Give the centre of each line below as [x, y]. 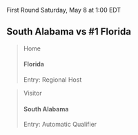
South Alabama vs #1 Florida [69, 31]
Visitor [32, 93]
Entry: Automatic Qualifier [60, 125]
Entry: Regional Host [52, 80]
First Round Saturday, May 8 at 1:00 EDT [64, 10]
